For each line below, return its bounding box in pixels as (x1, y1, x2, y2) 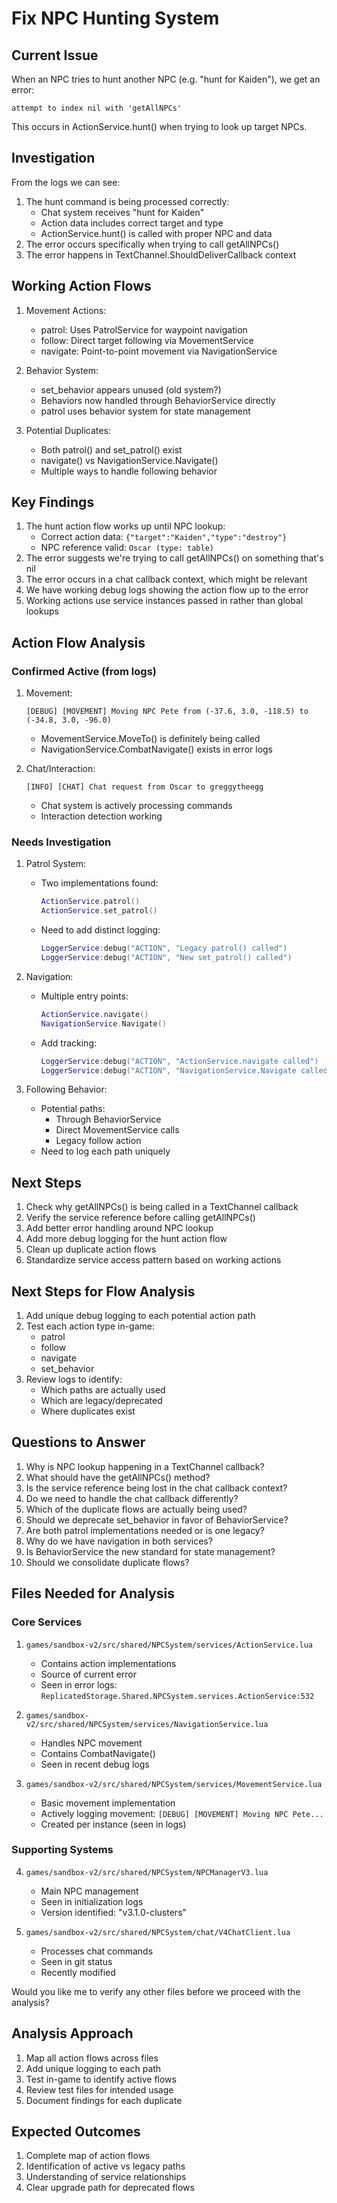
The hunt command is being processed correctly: (25, 195, 230, 207)
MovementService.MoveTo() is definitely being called (40, 733, 261, 745)
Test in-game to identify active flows (25, 2073, 177, 2085)
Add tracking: (40, 1037, 98, 1049)
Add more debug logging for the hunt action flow (25, 1233, 228, 1245)
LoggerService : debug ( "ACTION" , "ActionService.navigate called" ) (40, 1056, 319, 1066)
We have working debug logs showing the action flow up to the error (25, 584, 309, 596)
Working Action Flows (11, 278, 152, 295)
